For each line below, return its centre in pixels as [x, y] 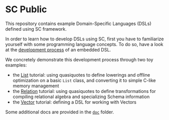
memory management [36, 86]
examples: [16, 65]
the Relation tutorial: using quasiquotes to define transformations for [84, 91]
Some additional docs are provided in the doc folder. [60, 112]
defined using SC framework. [36, 29]
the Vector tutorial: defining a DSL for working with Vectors [74, 102]
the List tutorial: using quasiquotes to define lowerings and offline [81, 75]
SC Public [26, 9]
